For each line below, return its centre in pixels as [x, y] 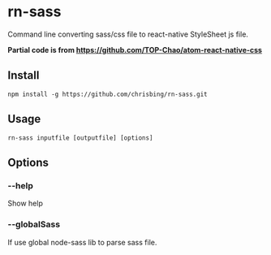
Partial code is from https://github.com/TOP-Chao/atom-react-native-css [135, 50]
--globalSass [34, 224]
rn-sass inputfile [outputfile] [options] [80, 138]
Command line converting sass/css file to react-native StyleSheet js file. [128, 34]
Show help [26, 203]
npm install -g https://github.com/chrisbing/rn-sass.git [108, 94]
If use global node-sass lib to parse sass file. [82, 242]
